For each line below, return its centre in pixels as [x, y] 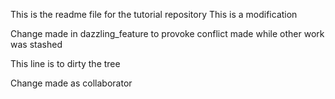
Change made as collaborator [71, 83]
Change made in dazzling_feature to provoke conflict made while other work [167, 33]
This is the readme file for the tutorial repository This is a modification [154, 14]
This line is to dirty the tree [65, 63]
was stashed [36, 44]
